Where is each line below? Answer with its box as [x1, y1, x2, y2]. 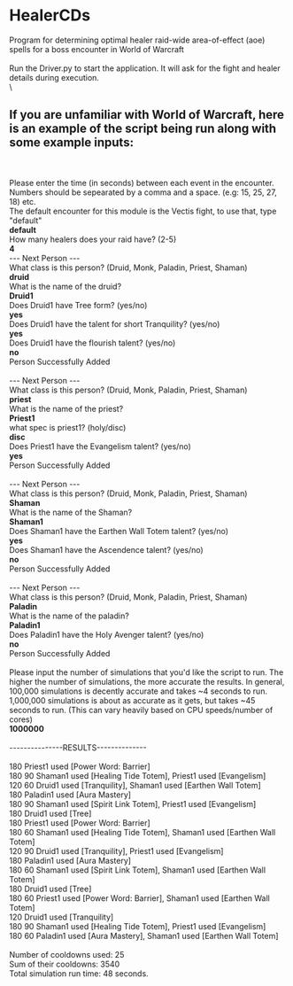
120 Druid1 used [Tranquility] [9, 912, 114, 922]
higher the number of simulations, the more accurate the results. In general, [9, 676, 285, 687]
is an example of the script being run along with [9, 121, 277, 136]
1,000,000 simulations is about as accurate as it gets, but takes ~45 [9, 695, 256, 705]
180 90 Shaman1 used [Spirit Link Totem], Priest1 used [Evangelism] [9, 798, 257, 809]
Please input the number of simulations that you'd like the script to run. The [9, 666, 284, 678]
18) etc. [9, 196, 37, 206]
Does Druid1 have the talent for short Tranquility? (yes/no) [9, 318, 220, 329]
